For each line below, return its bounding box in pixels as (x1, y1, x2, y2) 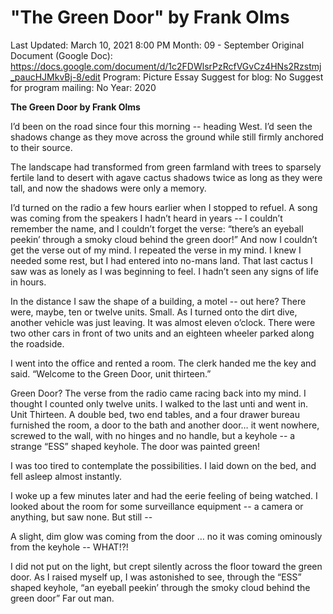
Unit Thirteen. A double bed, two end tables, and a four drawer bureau (10, 408, 300, 420)
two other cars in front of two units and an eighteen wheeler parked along (10, 327, 315, 339)
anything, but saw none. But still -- (10, 511, 153, 523)
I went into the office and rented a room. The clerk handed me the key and (10, 357, 317, 369)
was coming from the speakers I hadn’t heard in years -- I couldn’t (10, 212, 283, 224)
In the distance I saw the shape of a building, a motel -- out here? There (10, 295, 307, 307)
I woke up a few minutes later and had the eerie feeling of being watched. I (10, 489, 318, 501)
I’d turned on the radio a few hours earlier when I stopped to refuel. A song (10, 201, 318, 213)
